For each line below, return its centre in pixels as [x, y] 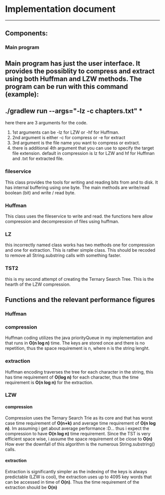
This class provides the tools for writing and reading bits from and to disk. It [82, 182]
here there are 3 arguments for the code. [46, 123]
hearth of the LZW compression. [38, 284]
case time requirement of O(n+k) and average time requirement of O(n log [81, 423]
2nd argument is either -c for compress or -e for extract [69, 138]
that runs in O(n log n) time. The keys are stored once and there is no [75, 343]
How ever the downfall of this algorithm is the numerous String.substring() [80, 444]
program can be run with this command [67, 87]
